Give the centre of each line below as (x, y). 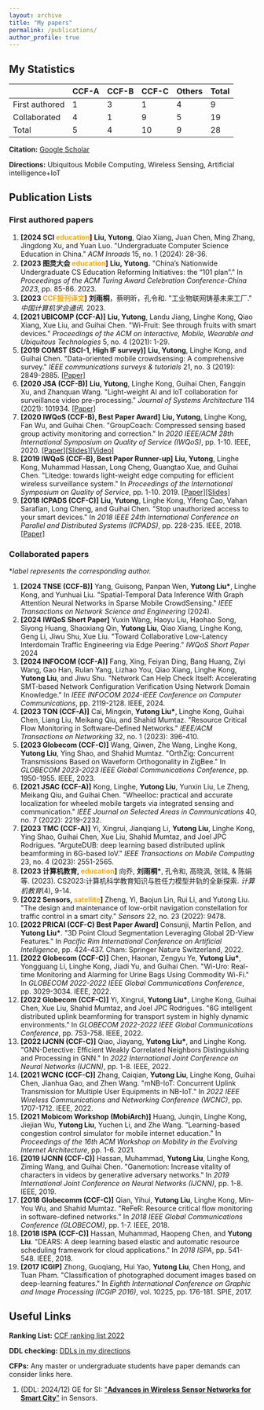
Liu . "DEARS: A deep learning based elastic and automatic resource (130, 1242)
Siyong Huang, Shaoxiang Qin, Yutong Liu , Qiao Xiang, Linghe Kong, (131, 628)
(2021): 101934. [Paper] (58, 408)
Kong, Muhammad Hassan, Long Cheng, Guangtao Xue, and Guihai (129, 467)
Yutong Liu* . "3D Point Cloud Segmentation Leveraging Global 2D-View (137, 933)
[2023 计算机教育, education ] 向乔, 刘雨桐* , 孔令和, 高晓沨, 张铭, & (128, 871)
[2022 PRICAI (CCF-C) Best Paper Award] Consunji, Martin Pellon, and (136, 925)
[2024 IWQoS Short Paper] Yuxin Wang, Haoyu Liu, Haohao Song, (128, 620)
